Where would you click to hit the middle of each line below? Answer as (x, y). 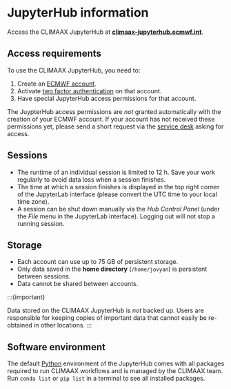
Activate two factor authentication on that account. (89, 91)
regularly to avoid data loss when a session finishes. (91, 179)
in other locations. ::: (62, 325)
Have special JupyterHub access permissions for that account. (107, 98)
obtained (20, 325)
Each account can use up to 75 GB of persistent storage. (97, 262)
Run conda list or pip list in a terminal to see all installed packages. (106, 379)
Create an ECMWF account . (57, 84)
